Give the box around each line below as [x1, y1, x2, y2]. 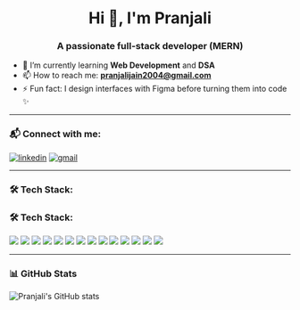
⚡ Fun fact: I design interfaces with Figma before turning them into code [21, 84, 287, 94]
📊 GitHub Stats [9, 267, 78, 280]
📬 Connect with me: [9, 128, 101, 141]
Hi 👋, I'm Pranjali [87, 8, 212, 29]
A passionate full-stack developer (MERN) [56, 40, 244, 53]
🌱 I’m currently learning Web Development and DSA [21, 60, 216, 70]
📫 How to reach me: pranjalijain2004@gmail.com [21, 70, 212, 81]
